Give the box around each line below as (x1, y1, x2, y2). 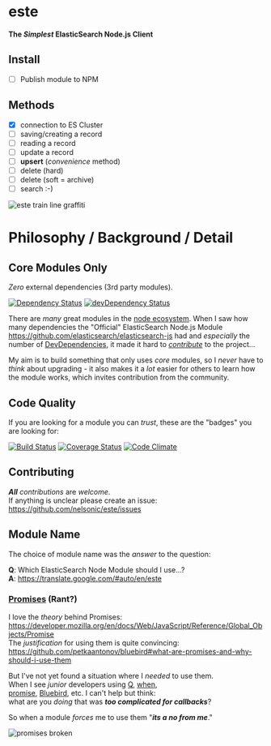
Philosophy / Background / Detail (8, 229, 234, 247)
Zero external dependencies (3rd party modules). (8, 282, 173, 292)
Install (8, 53, 40, 66)
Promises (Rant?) (8, 594, 78, 605)
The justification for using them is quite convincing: (8, 637, 180, 647)
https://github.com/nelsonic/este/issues (8, 504, 142, 513)
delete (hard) (19, 165, 64, 175)
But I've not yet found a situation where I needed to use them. (8, 671, 214, 680)
